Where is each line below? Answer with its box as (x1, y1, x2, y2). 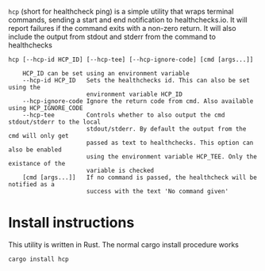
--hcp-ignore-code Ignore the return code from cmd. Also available (22, 97, 254, 105)
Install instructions (8, 214, 135, 232)
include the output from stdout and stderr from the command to (8, 32, 217, 41)
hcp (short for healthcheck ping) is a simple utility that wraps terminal (8, 7, 234, 16)
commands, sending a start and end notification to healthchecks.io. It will (8, 15, 248, 25)
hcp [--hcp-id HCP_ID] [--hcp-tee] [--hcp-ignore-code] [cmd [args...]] (8, 55, 254, 63)
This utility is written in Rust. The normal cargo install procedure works (8, 239, 240, 249)
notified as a (8, 181, 56, 189)
